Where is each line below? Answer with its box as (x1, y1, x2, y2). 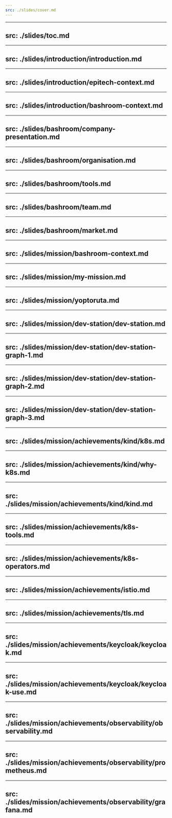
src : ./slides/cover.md (5, 7, 56, 13)
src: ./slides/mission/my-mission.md (5, 273, 126, 282)
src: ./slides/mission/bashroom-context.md (5, 249, 149, 258)
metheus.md (5, 766, 47, 775)
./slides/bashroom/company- (19, 125, 116, 133)
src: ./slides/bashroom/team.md (5, 203, 112, 211)
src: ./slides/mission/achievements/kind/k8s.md (5, 437, 165, 446)
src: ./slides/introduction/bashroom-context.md (5, 101, 163, 110)
